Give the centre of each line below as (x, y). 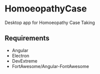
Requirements (27, 38)
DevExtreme (25, 61)
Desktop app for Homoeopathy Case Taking (50, 22)
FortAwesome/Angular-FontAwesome (50, 66)
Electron (20, 55)
